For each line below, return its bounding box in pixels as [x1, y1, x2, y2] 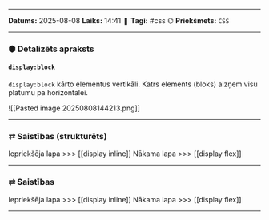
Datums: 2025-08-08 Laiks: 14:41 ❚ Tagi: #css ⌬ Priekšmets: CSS [8, 16, 230, 25]
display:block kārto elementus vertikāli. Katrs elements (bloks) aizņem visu [8, 79, 258, 89]
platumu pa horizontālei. [8, 88, 88, 98]
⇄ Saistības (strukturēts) [8, 131, 107, 142]
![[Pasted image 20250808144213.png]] [8, 103, 140, 113]
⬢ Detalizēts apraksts [8, 43, 94, 54]
